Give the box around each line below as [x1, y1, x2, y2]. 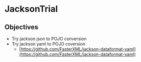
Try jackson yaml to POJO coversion [11, 41, 86, 47]
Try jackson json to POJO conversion [11, 36, 87, 41]
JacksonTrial [4, 3, 58, 15]
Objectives [4, 23, 39, 31]
